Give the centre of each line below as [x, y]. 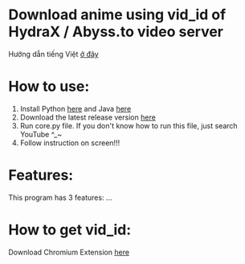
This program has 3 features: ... [60, 197]
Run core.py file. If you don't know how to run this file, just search [129, 125]
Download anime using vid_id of [117, 15]
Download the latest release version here [88, 117]
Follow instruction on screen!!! [70, 143]
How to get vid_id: [70, 229]
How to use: [49, 87]
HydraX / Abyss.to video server [116, 32]
